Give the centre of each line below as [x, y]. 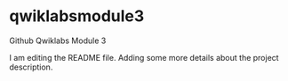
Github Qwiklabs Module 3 [58, 40]
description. [31, 67]
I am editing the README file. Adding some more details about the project [144, 57]
